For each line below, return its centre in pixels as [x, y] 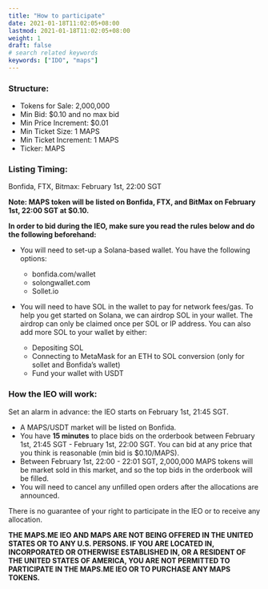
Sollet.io [45, 291]
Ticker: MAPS [42, 148]
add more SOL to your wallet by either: [84, 333]
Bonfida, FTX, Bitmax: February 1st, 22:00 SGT [85, 187]
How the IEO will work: [53, 394]
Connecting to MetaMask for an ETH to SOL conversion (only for [138, 357]
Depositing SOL [58, 348]
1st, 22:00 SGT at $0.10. [49, 211]
